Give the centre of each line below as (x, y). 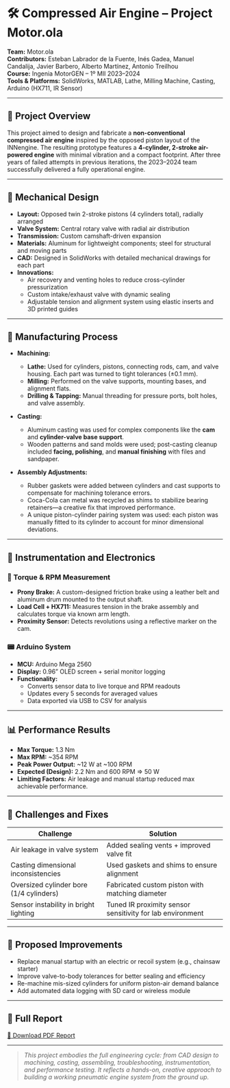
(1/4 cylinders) (35, 893)
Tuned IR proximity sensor (148, 904)
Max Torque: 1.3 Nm (46, 750)
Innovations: (35, 272)
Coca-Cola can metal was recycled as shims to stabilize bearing (118, 500)
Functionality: (37, 679)
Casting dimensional (43, 865)
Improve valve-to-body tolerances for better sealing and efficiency (111, 976)
